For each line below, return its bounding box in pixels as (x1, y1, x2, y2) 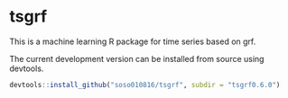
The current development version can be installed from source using (9, 53, 265, 64)
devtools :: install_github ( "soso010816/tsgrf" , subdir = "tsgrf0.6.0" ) (9, 80, 281, 89)
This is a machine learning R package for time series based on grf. (9, 36, 256, 47)
